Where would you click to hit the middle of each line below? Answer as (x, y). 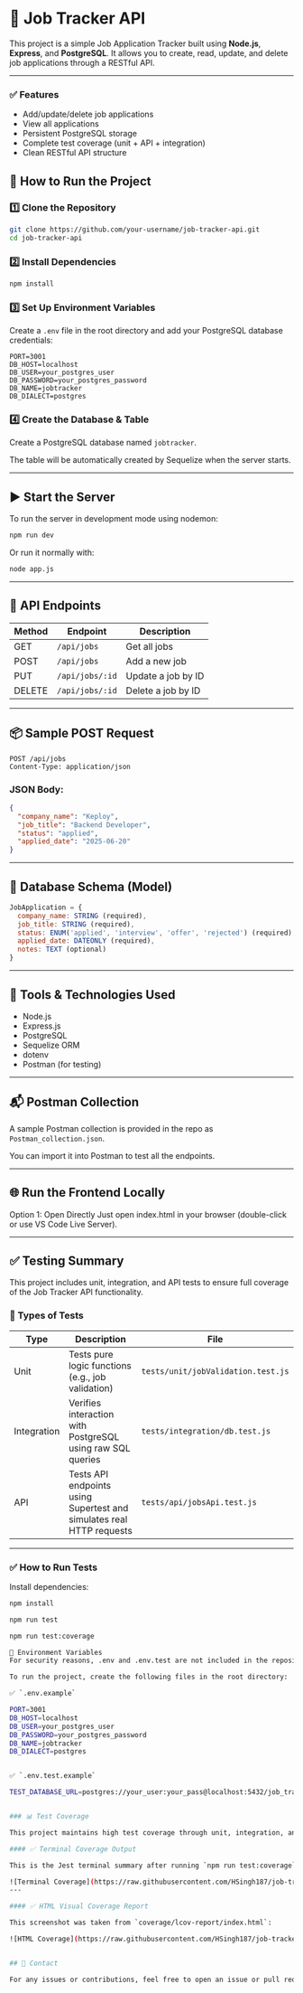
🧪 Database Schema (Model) (91, 886)
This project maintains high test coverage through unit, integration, (147, 1833)
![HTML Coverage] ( (44, 1939)
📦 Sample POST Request (82, 733)
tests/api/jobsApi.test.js (199, 1502)
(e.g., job (87, 1377)
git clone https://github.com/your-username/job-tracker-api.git (134, 230)
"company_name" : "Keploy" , (68, 816)
